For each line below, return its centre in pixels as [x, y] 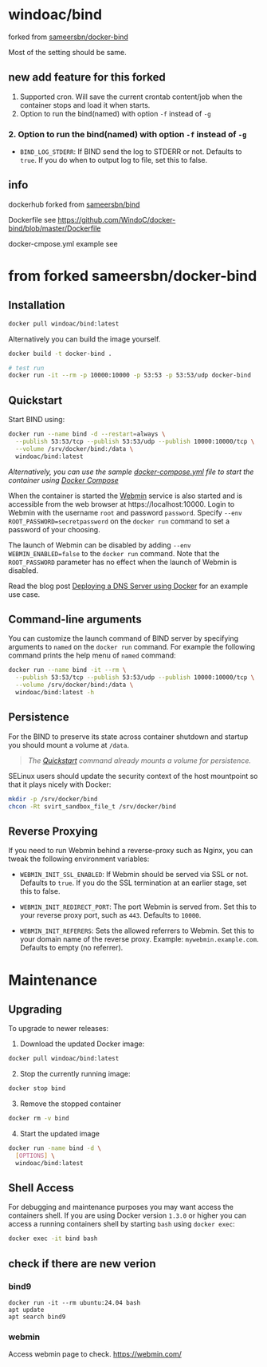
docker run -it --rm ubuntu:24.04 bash [75, 1302]
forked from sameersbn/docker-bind [69, 37]
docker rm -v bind [39, 1119]
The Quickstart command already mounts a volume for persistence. [139, 761]
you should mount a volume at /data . [69, 745]
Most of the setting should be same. [67, 52]
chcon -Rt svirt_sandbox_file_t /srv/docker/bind [92, 806]
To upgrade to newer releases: [59, 1029]
